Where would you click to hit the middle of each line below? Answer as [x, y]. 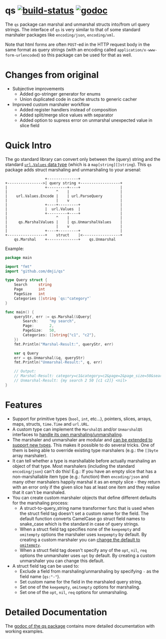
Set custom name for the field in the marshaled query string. [81, 582]
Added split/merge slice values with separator [66, 115]
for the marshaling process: [40, 503]
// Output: [25, 371]
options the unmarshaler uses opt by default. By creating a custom [87, 555]
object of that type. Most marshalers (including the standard [73, 466]
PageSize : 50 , [40, 331]
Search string [33, 285]
